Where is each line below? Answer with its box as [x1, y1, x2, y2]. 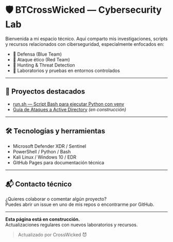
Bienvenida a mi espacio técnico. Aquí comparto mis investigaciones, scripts [5, 36, 168, 42]
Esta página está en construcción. [5, 216, 80, 222]
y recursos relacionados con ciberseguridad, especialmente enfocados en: [5, 41, 165, 47]
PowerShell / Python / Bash [12, 148, 71, 154]
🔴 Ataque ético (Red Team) [12, 56, 71, 62]
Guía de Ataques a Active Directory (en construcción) [12, 106, 127, 112]
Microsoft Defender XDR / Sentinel [12, 143, 86, 149]
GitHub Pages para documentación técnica [12, 159, 105, 165]
